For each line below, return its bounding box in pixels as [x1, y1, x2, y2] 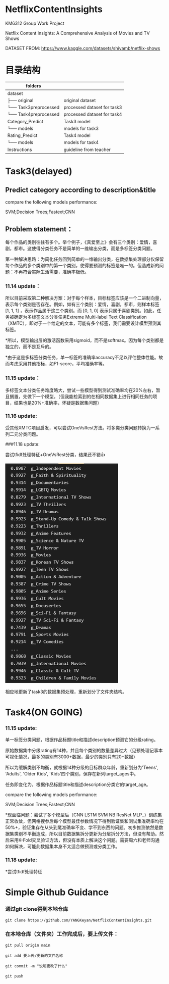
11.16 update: [5, 413, 37, 420]
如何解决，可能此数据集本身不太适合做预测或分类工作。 [5, 844, 120, 850]
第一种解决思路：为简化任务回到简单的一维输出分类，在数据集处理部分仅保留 [5, 256, 164, 262]
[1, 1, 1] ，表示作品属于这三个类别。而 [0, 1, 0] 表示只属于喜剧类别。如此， [5, 308, 157, 314]
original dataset [63, 97, 96, 103]
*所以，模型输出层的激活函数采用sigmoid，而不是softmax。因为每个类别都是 [5, 337, 164, 343]
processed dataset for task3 [63, 105, 122, 111]
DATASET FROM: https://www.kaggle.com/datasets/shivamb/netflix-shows [5, 45, 160, 51]
